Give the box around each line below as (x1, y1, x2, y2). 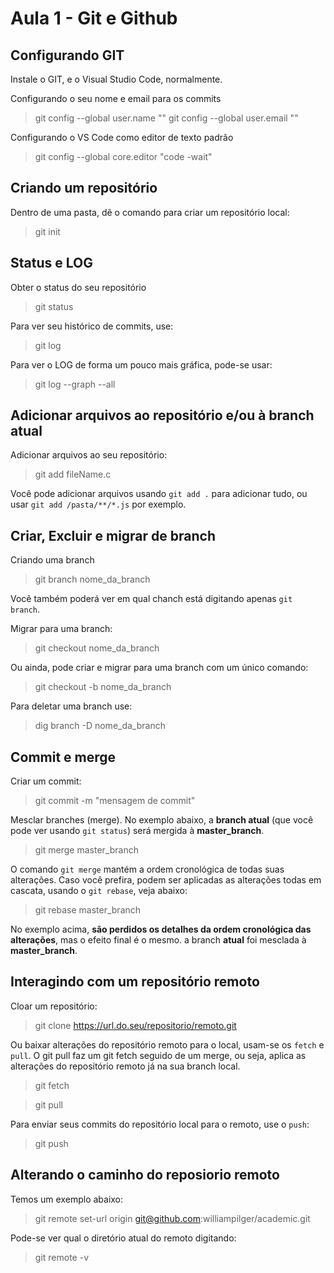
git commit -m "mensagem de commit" (34, 795, 196, 807)
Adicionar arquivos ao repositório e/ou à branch (10, 407, 315, 424)
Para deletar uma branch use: (10, 700, 133, 712)
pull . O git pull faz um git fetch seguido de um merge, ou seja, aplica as (10, 1049, 307, 1061)
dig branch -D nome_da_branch (34, 720, 166, 732)
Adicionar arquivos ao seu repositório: (10, 449, 168, 461)
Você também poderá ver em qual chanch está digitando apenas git (10, 593, 293, 605)
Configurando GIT (10, 47, 125, 64)
